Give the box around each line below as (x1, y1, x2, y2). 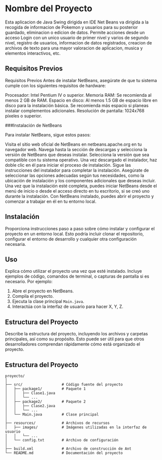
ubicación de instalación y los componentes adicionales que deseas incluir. (5, 177, 156, 183)
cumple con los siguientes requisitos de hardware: (5, 83, 106, 88)
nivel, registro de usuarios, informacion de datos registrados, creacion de (5, 40, 152, 45)
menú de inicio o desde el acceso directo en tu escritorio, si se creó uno (5, 188, 150, 194)
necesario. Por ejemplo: (5, 279, 53, 285)
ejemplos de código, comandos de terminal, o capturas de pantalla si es (5, 273, 149, 279)
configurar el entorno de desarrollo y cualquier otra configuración (5, 236, 137, 242)
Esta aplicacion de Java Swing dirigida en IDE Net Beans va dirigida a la (5, 19, 149, 25)
